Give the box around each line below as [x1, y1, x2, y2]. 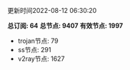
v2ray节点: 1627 [17, 54, 65, 63]
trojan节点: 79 [17, 36, 59, 45]
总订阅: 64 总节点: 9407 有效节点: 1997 [7, 21, 124, 30]
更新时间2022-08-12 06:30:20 [7, 6, 97, 14]
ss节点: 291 [17, 46, 51, 54]
